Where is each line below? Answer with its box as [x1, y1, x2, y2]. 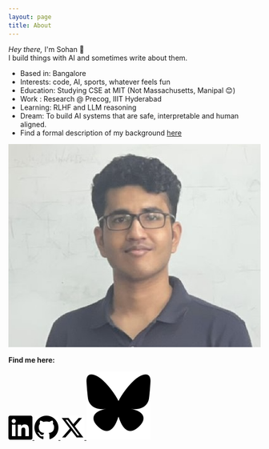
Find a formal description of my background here [19, 128, 183, 138]
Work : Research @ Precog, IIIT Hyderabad [19, 94, 163, 103]
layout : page [8, 13, 52, 21]
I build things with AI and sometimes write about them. [8, 53, 188, 62]
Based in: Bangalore [19, 68, 86, 78]
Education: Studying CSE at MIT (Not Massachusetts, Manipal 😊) [19, 85, 236, 95]
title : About [8, 21, 52, 30]
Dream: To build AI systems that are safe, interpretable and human [19, 110, 239, 120]
